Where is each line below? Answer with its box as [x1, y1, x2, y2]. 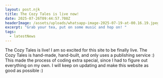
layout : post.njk [5, 7, 40, 12]
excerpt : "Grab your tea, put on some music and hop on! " [5, 25, 127, 30]
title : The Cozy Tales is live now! [5, 12, 79, 16]
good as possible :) [5, 67, 44, 73]
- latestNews [9, 34, 36, 39]
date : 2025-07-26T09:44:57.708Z [5, 16, 70, 21]
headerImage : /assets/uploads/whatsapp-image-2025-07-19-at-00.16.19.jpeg [5, 20, 160, 26]
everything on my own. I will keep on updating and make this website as [5, 62, 149, 68]
